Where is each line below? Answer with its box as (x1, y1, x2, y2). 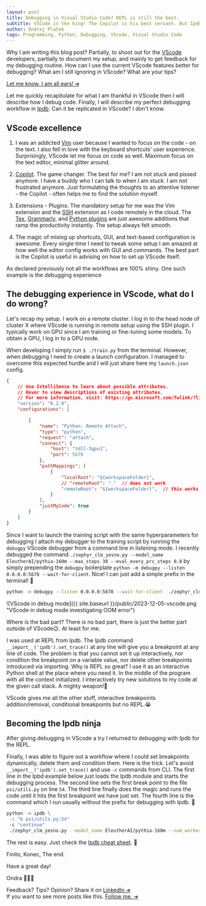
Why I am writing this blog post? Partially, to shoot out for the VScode (6, 48, 182, 56)
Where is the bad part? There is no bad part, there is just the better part (6, 618, 187, 626)
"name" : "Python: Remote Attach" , (39, 423, 128, 429)
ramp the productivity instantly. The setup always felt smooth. (15, 221, 172, 229)
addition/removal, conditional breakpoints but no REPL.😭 (6, 701, 151, 708)
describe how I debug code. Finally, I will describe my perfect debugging (6, 99, 191, 106)
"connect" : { (39, 440, 72, 447)
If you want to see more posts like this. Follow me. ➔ (6, 893, 139, 900)
